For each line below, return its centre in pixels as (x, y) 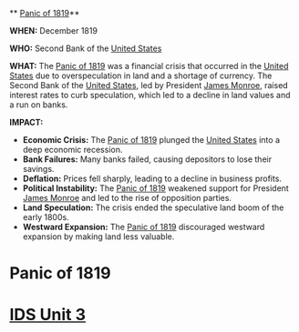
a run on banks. (39, 105)
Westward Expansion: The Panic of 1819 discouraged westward (144, 227)
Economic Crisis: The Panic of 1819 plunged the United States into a (151, 140)
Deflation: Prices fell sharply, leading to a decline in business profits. (152, 178)
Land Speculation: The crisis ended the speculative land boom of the (153, 207)
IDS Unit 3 (48, 315)
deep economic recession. (72, 150)
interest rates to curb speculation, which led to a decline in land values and (150, 95)
